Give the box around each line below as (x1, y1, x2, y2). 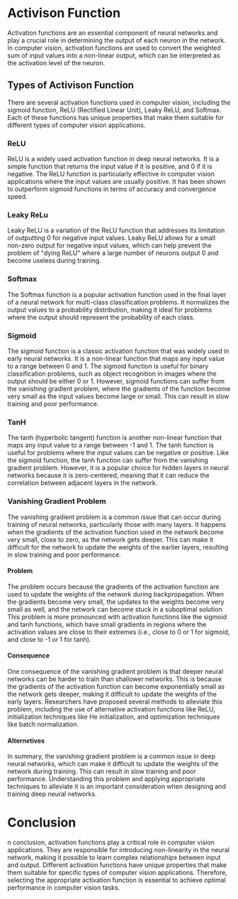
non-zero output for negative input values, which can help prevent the (7, 241, 212, 250)
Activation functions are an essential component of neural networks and (7, 28, 218, 37)
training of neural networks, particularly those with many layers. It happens (7, 520, 227, 528)
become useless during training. (7, 256, 101, 265)
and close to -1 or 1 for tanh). (7, 635, 91, 643)
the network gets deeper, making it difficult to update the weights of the (7, 690, 217, 698)
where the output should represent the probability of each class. (7, 312, 195, 321)
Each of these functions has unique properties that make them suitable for (7, 113, 225, 121)
